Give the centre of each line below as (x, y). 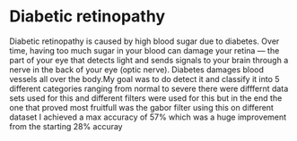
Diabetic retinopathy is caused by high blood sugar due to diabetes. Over (144, 41)
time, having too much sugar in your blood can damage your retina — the (144, 50)
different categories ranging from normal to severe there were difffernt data (149, 88)
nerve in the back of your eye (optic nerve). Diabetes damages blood (137, 70)
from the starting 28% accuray (66, 126)
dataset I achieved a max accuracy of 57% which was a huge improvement (148, 117)
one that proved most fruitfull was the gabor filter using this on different (141, 107)
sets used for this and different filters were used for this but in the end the (146, 98)
